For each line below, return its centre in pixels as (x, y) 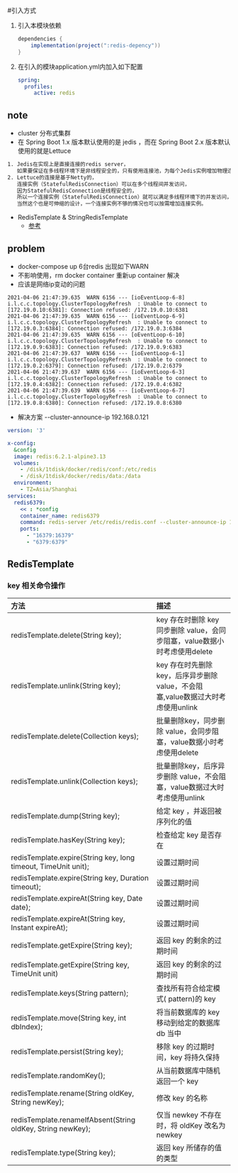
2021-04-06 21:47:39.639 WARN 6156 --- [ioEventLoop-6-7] (96, 391)
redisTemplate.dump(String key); (66, 816)
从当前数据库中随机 (188, 1070)
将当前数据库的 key (188, 1012)
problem (26, 248)
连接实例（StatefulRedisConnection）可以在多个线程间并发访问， (103, 184)
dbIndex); (27, 1026)
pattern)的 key (192, 999)
